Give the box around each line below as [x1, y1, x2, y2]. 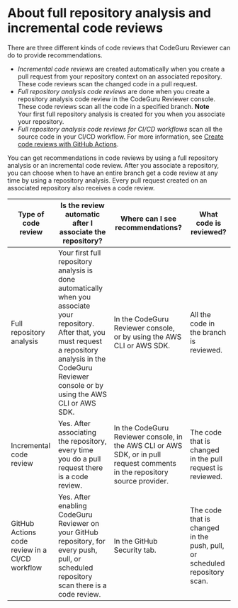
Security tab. [113, 545, 157, 555]
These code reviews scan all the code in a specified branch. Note [17, 102, 210, 110]
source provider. [113, 476, 169, 486]
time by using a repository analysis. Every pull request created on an [7, 176, 208, 185]
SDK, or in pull [113, 449, 161, 459]
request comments [113, 458, 177, 468]
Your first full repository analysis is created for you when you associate [17, 110, 225, 118]
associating [57, 427, 97, 437]
